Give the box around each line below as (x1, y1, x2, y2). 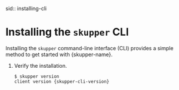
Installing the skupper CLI (5, 26, 129, 39)
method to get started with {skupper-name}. (5, 51, 113, 58)
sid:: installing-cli (5, 5, 47, 12)
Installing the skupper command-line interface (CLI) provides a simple (5, 44, 174, 51)
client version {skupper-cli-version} (14, 78, 110, 84)
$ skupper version (14, 73, 59, 79)
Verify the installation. (14, 62, 67, 69)
